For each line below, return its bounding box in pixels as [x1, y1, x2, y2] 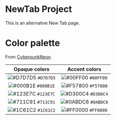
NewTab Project [5, 3, 72, 15]
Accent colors [67, 66, 102, 73]
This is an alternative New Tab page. [5, 20, 80, 26]
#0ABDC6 [90, 99, 109, 105]
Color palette [5, 37, 60, 49]
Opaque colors [13, 66, 50, 73]
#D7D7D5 [37, 75, 56, 81]
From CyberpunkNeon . [5, 54, 52, 60]
